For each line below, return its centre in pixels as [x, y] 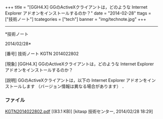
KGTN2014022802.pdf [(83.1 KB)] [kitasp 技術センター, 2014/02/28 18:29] [79, 112]
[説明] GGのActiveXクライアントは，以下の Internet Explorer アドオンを [76, 80]
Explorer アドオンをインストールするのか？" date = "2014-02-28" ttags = [78, 13]
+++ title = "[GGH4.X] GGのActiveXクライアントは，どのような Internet [76, 7]
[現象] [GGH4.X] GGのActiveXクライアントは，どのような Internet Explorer [80, 64]
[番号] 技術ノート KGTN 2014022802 [42, 54]
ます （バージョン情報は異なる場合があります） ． [76, 86]
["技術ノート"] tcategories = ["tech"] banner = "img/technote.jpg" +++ [76, 19]
